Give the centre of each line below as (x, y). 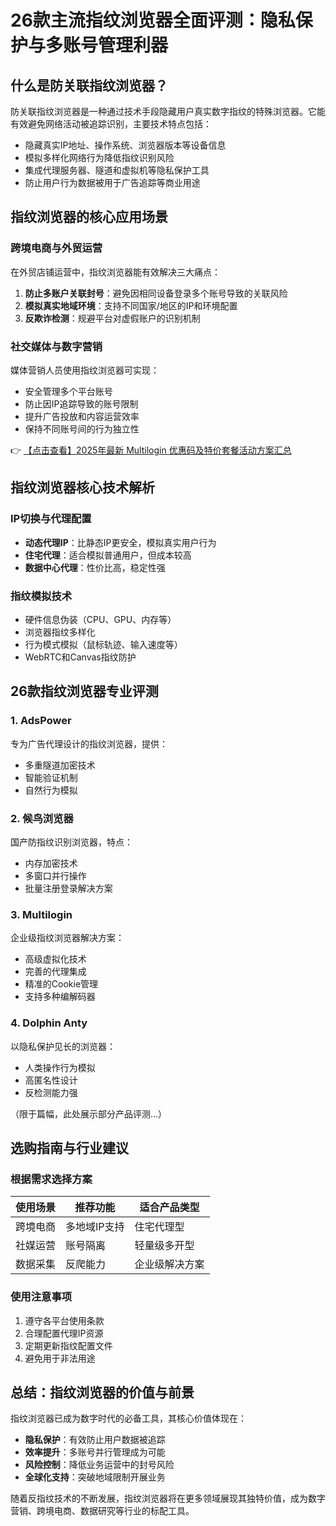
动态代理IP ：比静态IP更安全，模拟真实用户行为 (120, 542)
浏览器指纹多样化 (60, 632)
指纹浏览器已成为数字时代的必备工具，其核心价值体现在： (128, 1418)
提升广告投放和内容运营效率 (82, 416)
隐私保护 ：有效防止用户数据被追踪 (95, 1440)
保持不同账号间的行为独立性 (82, 428)
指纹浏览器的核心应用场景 (89, 217)
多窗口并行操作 (55, 875)
